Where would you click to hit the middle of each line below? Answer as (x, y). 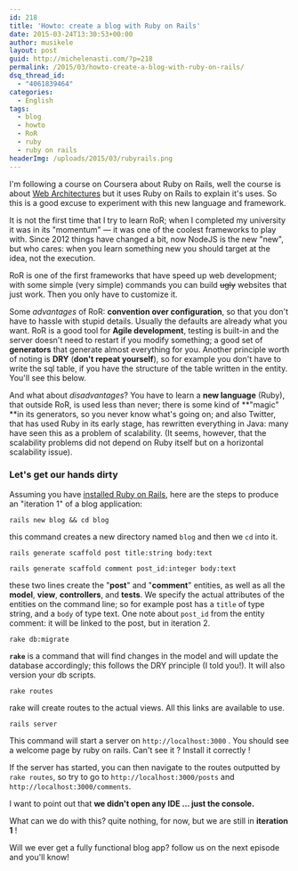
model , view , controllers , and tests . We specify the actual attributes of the (147, 595)
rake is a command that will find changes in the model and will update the (144, 655)
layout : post (33, 51)
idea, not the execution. (52, 258)
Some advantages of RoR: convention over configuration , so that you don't (149, 311)
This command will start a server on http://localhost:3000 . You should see (149, 740)
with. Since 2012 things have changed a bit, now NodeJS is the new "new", (147, 239)
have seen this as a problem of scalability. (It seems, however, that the (138, 432)
